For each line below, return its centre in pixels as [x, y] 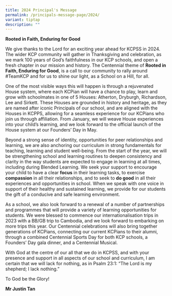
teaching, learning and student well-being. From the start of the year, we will [86, 151]
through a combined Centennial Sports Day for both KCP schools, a [77, 237]
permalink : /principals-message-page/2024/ [53, 15]
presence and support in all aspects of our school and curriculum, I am [80, 258]
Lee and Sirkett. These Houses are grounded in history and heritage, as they [86, 103]
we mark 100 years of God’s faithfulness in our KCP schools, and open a [82, 60]
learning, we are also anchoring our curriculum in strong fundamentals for [83, 145]
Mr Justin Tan [20, 289]
